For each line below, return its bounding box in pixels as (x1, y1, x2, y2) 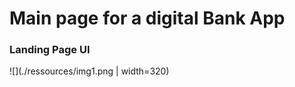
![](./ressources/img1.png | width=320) (9, 65, 170, 77)
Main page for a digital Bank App (9, 7, 286, 30)
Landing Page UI (9, 43, 91, 57)
